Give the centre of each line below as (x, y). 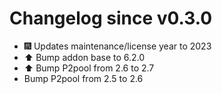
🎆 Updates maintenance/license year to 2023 (117, 46)
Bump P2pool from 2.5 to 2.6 (83, 78)
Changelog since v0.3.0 (111, 18)
